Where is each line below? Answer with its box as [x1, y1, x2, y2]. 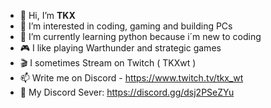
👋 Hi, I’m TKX [19, 10, 76, 21]
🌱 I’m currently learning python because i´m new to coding [19, 31, 262, 42]
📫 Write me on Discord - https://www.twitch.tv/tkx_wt [19, 72, 244, 84]
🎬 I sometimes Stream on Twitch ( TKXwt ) [19, 57, 197, 69]
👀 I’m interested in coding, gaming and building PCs [19, 20, 233, 32]
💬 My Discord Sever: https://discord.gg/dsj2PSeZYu [19, 86, 235, 98]
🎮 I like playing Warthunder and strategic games [19, 42, 222, 54]
